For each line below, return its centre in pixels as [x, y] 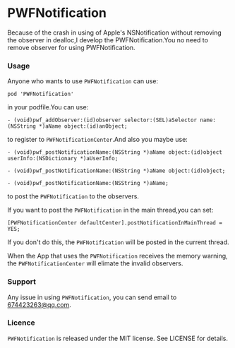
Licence [21, 323]
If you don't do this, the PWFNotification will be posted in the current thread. [118, 242]
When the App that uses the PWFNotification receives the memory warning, [117, 256]
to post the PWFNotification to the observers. [73, 196]
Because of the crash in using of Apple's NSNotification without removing [115, 32]
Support [22, 282]
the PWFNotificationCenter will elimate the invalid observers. [95, 263]
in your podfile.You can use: [48, 107]
